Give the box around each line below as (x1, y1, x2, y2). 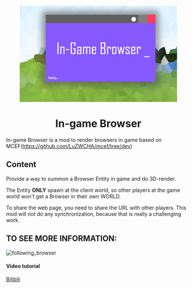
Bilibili (6, 276, 20, 283)
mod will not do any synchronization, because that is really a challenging (6, 210, 181, 217)
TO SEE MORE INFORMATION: (6, 233, 117, 243)
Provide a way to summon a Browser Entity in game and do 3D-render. (6, 175, 176, 182)
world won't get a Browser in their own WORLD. (6, 192, 121, 199)
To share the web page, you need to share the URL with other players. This (6, 204, 187, 211)
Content (6, 160, 37, 170)
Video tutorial (6, 263, 40, 270)
